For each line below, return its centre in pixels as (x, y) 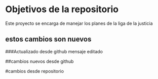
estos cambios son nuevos (48, 39)
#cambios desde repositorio (35, 71)
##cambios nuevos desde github (39, 61)
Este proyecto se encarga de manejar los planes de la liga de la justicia (79, 23)
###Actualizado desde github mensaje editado (54, 51)
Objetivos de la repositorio (62, 9)
